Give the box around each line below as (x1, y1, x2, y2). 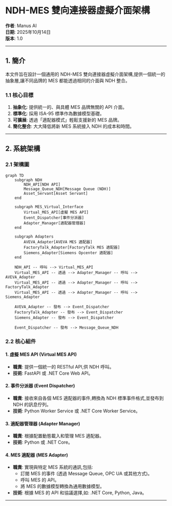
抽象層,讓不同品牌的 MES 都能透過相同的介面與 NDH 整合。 (5, 77, 130, 83)
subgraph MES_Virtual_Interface (14, 204, 83, 210)
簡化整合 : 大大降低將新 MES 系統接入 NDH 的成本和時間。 (12, 123, 135, 129)
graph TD (5, 173, 24, 178)
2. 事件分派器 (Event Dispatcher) (5, 383, 75, 389)
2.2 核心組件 (5, 338, 36, 345)
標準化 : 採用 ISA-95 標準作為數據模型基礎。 (12, 110, 104, 117)
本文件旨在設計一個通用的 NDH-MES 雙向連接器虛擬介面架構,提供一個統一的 (5, 71, 165, 77)
